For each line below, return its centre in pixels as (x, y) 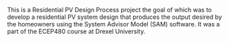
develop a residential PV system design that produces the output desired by (115, 17)
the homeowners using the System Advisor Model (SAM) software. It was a (113, 24)
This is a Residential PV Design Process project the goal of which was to (109, 10)
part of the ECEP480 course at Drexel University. (76, 31)
